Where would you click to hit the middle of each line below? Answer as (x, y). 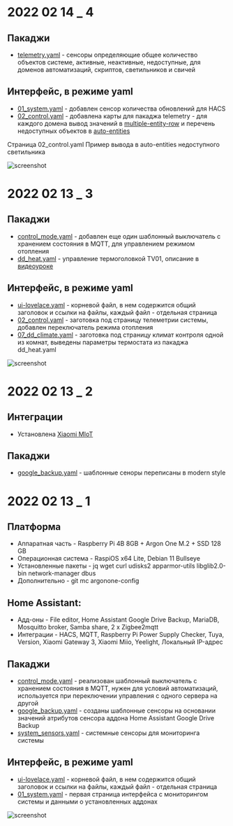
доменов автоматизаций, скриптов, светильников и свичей (106, 70)
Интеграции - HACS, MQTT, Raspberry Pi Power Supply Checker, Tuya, (121, 635)
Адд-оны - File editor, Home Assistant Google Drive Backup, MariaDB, (118, 619)
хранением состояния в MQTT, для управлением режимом (106, 244)
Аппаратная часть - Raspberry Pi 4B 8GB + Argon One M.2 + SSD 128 (119, 544)
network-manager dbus (62, 573)
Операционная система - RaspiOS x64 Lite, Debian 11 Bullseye (109, 559)
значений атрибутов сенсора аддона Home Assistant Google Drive (116, 718)
